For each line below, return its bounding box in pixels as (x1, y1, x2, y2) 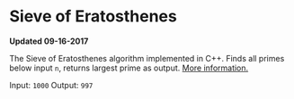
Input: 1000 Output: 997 (9, 79, 94, 90)
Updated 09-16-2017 (9, 36, 89, 46)
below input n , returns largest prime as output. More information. (9, 62, 249, 73)
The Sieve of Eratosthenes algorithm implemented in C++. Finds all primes (9, 53, 285, 63)
